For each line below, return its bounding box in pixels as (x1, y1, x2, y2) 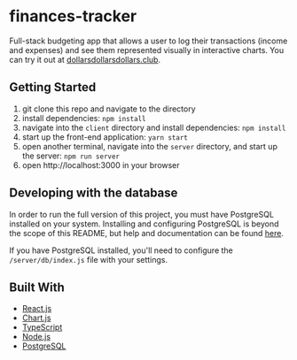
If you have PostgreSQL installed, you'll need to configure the (9, 245, 233, 256)
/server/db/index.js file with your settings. (9, 254, 168, 264)
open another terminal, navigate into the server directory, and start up (21, 141, 277, 151)
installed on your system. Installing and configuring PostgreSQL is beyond (9, 218, 279, 229)
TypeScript (21, 322, 63, 333)
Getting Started (9, 80, 97, 95)
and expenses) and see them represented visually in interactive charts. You (9, 44, 285, 55)
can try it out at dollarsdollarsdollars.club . (9, 54, 161, 65)
